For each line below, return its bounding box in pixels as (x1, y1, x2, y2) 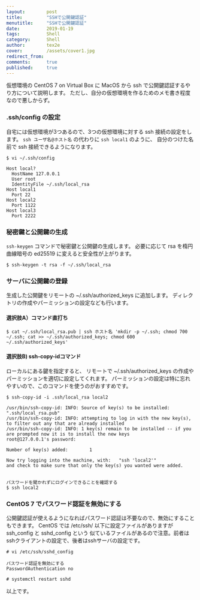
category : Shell (6, 37, 60, 43)
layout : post (6, 8, 58, 15)
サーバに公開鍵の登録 (6, 277, 68, 285)
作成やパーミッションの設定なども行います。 (22, 299, 132, 307)
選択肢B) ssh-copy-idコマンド (6, 353, 81, 360)
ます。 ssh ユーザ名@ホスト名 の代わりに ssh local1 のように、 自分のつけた (6, 136, 189, 143)
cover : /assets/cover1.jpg (6, 48, 95, 54)
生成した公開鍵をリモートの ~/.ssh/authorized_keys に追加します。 (6, 292, 172, 299)
